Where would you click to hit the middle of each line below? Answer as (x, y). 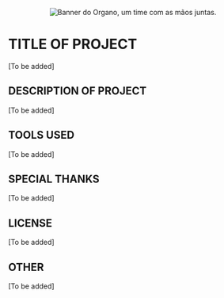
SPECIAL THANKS (54, 179)
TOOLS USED (42, 135)
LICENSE (30, 223)
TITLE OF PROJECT (73, 44)
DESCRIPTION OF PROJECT (78, 91)
